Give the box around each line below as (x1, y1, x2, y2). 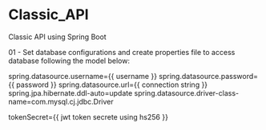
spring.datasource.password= (159, 71, 259, 81)
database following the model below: (8, 56, 131, 65)
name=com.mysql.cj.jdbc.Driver (8, 97, 114, 106)
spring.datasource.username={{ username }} (8, 71, 158, 81)
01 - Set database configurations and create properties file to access (8, 47, 236, 57)
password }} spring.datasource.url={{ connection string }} (15, 80, 208, 89)
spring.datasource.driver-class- (134, 88, 239, 97)
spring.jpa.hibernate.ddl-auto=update (8, 88, 133, 97)
